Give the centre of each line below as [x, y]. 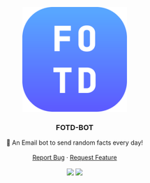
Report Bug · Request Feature [75, 158]
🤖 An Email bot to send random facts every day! [75, 142]
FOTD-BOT [75, 127]
